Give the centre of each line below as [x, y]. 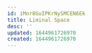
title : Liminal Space [39, 20]
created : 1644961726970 [42, 39]
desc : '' [20, 26]
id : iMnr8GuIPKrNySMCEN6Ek [46, 13]
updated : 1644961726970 [42, 33]
